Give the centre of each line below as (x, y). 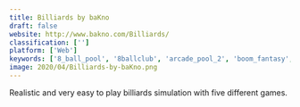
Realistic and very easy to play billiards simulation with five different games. (149, 92)
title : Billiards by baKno (59, 17)
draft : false (33, 26)
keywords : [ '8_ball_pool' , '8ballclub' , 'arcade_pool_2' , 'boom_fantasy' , (151, 59)
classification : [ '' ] (50, 42)
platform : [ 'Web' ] (43, 51)
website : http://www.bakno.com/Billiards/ (89, 34)
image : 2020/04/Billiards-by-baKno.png (83, 68)
